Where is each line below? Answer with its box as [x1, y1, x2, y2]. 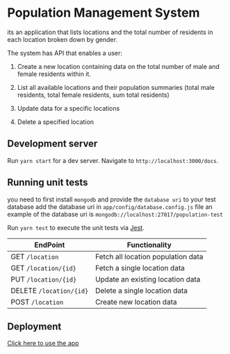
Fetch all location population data [95, 252, 204, 261]
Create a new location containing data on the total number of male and [17, 62, 220, 70]
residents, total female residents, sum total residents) [17, 91, 170, 99]
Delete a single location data [95, 286, 188, 295]
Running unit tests [7, 176, 88, 189]
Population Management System [7, 5, 200, 21]
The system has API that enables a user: [7, 49, 123, 57]
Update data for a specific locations [17, 104, 120, 112]
